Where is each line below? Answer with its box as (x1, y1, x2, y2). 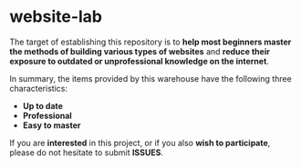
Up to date (22, 100, 64, 111)
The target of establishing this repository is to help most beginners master (9, 36, 292, 47)
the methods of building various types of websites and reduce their (9, 45, 271, 56)
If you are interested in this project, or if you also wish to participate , (9, 137, 271, 148)
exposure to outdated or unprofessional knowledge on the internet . (9, 55, 269, 66)
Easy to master (22, 120, 81, 131)
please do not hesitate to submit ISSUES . (9, 147, 164, 158)
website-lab (9, 6, 103, 27)
